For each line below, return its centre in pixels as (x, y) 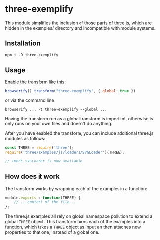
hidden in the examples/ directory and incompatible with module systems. (80, 28)
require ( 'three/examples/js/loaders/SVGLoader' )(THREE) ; (65, 152)
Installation (23, 44)
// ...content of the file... (45, 202)
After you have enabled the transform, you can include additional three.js (79, 133)
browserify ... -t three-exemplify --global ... (56, 110)
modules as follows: (25, 139)
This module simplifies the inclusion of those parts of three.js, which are (79, 23)
